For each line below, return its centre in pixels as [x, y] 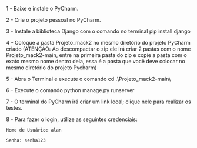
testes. [14, 108]
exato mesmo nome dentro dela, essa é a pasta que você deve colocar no [96, 61]
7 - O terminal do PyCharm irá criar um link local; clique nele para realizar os [98, 102]
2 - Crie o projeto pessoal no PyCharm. [54, 20]
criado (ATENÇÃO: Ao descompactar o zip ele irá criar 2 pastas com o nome [98, 49]
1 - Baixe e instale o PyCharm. [42, 9]
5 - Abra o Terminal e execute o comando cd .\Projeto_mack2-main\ [89, 79]
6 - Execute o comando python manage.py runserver [70, 90]
